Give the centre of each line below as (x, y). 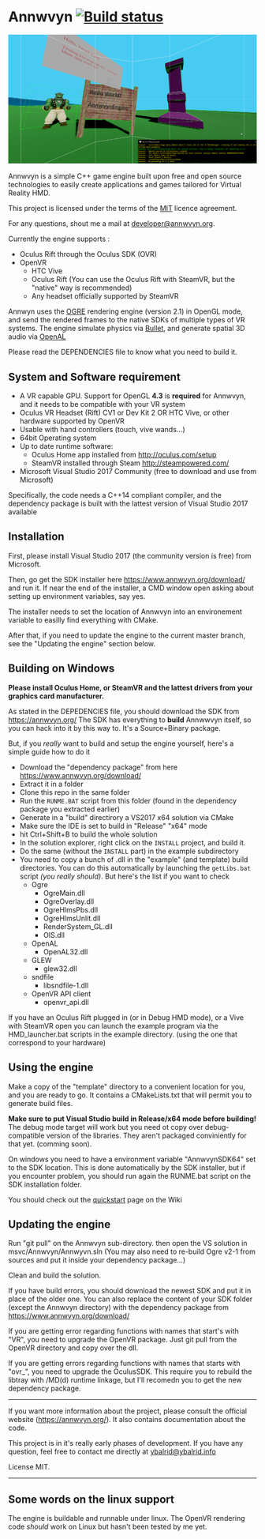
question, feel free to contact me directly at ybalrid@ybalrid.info (112, 1452)
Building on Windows (62, 669)
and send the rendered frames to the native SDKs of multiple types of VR (127, 320)
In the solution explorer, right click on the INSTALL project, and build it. (132, 842)
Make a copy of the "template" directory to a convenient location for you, (127, 1086)
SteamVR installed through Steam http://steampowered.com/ (130, 463)
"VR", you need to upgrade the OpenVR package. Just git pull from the (123, 1340)
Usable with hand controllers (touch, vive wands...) (102, 430)
